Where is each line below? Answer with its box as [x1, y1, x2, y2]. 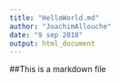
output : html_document [9, 38, 95, 48]
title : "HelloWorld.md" [9, 13, 100, 23]
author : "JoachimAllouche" [9, 22, 112, 31]
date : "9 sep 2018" [9, 30, 84, 39]
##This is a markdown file [9, 64, 106, 75]
